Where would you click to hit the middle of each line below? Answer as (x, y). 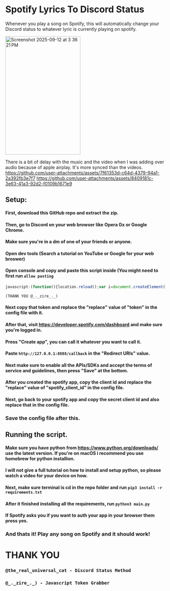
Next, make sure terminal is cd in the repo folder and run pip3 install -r (84, 488)
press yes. (17, 521)
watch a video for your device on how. (46, 476)
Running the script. (37, 435)
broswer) (15, 259)
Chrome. (15, 230)
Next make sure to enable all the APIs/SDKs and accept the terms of (79, 365)
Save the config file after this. (43, 418)
